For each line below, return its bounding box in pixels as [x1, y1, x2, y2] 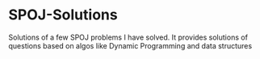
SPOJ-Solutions [8, 6, 119, 24]
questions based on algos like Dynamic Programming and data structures [8, 40, 253, 50]
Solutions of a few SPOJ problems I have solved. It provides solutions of [8, 32, 249, 42]
